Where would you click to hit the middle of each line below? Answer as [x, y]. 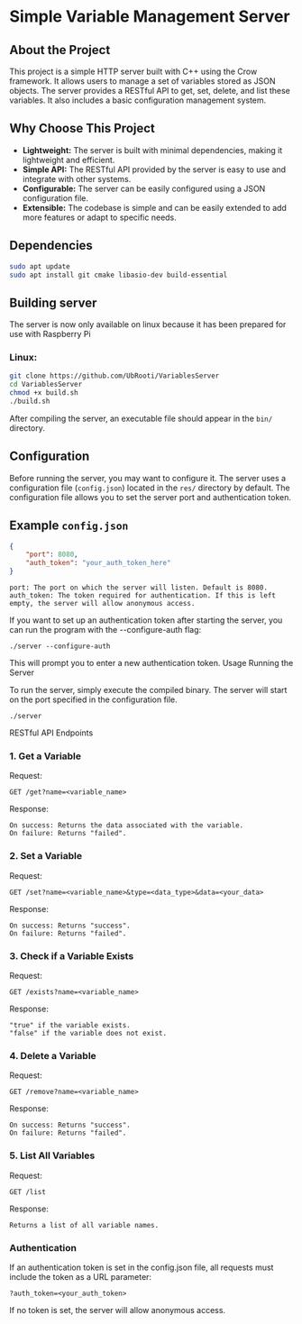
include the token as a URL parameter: [80, 1276]
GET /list [28, 1192]
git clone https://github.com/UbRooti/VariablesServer [114, 376]
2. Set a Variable [46, 856]
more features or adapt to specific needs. [100, 217]
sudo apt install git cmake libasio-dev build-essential [119, 275]
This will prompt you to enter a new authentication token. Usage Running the [151, 663]
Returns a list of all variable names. [84, 1225]
